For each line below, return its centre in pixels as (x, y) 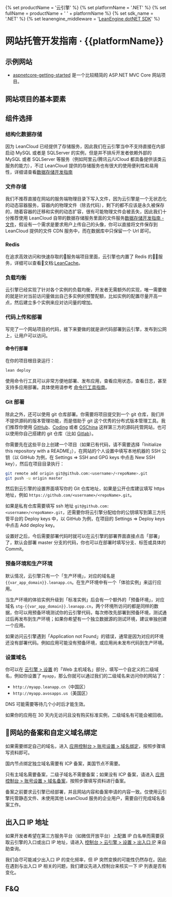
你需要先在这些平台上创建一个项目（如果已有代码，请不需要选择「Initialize (83, 444)
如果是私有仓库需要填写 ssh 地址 (39, 506)
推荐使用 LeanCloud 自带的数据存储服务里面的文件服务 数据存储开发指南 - (87, 218)
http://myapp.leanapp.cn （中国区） (50, 687)
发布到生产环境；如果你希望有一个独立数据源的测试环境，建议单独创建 (93, 619)
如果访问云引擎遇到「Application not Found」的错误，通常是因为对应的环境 (84, 636)
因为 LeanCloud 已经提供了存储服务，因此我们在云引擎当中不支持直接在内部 (85, 147)
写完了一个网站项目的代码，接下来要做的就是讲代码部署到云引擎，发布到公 (84, 329)
